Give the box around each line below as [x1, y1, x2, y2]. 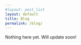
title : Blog [5, 16, 29, 21]
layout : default [5, 12, 38, 17]
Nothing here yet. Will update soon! [5, 34, 77, 40]
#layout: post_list [5, 7, 45, 12]
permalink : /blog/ [5, 21, 43, 26]
